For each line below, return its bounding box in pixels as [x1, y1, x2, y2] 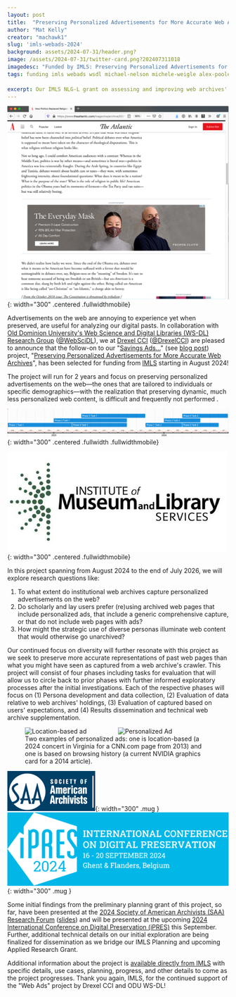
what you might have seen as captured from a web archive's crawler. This [7, 660, 221, 669]
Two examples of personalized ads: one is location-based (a [25, 734, 199, 743]
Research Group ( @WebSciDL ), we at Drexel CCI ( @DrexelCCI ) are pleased [7, 336, 225, 344]
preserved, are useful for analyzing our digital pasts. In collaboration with [7, 321, 219, 330]
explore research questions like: [7, 574, 100, 582]
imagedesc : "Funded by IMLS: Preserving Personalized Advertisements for [7, 63, 228, 70]
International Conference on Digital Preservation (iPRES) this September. [7, 923, 218, 932]
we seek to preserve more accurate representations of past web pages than [7, 653, 228, 662]
